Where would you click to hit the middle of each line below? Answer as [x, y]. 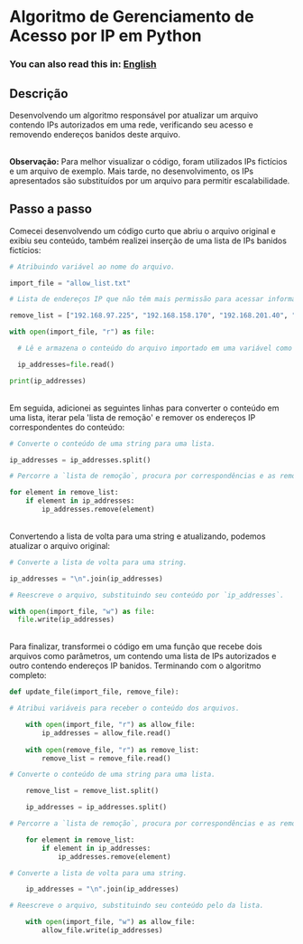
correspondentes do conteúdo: [67, 427]
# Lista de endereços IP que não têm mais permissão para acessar [137, 299]
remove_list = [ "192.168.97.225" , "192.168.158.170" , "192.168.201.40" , [149, 316]
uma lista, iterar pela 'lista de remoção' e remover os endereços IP [133, 417]
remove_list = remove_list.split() [92, 791]
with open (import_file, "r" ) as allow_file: [110, 725]
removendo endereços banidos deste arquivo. [95, 134]
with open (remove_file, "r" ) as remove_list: [113, 750]
